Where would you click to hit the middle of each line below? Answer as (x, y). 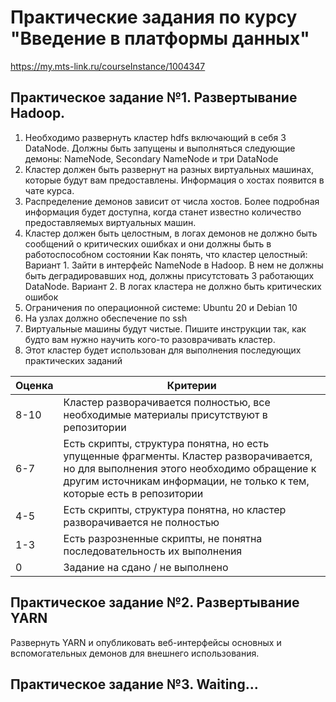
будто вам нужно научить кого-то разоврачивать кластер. (150, 339)
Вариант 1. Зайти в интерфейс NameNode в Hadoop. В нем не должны (174, 265)
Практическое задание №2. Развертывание (155, 602)
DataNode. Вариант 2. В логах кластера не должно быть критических (173, 286)
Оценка (34, 385)
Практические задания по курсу (154, 17)
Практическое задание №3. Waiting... (134, 684)
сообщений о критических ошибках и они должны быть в (148, 243)
